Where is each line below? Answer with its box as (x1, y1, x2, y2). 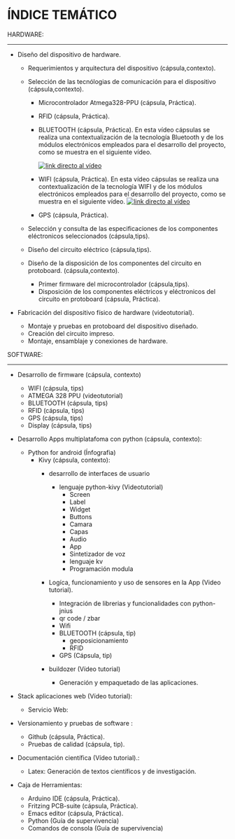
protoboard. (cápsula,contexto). (27, 266, 120, 274)
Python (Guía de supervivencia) (27, 816, 120, 825)
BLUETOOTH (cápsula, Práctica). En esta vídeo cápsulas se (38, 125, 211, 134)
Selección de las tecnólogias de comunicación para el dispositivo (27, 77, 217, 85)
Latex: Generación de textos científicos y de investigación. (27, 767, 197, 775)
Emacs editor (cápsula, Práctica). (27, 809, 124, 817)
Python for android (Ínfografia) (27, 448, 117, 456)
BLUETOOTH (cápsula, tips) (27, 399, 108, 407)
